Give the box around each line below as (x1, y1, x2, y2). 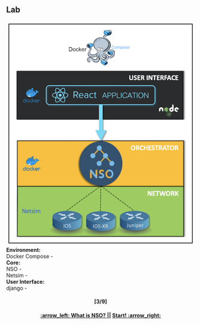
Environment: (6, 246, 41, 253)
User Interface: (6, 278, 45, 285)
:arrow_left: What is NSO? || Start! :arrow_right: (40, 311, 161, 319)
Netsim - (6, 272, 28, 279)
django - (6, 284, 28, 291)
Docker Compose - (6, 253, 54, 260)
